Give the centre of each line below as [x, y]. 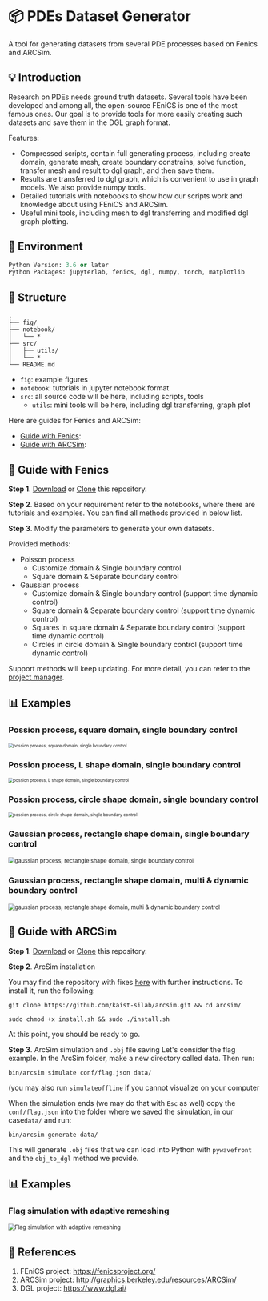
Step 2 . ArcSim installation [52, 967]
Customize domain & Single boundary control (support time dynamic [145, 593]
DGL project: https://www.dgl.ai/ [73, 1288]
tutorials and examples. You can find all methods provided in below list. [125, 513]
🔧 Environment [46, 247]
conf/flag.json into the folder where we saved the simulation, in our [121, 1111]
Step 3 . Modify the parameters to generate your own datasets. [111, 528]
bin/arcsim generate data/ [53, 1135]
